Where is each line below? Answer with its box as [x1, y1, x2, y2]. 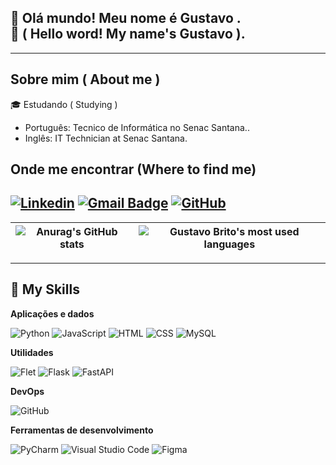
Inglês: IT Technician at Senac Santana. [24, 132, 188, 144]
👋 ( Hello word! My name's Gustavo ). [10, 26, 246, 43]
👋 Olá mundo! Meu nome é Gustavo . [10, 10, 242, 27]
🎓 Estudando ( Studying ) [10, 98, 118, 110]
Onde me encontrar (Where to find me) [10, 161, 257, 178]
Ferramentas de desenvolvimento [10, 424, 154, 436]
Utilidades [10, 346, 54, 358]
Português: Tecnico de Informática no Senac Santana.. [24, 121, 250, 133]
